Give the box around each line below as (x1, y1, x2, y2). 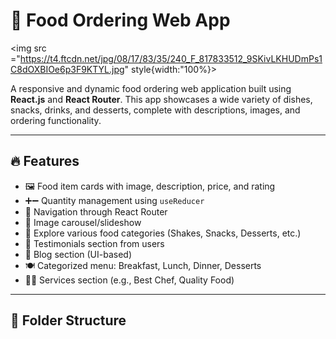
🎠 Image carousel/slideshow (24, 216, 142, 228)
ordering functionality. (10, 114, 102, 126)
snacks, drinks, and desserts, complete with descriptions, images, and (10, 104, 301, 116)
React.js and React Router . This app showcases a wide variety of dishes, (10, 93, 313, 105)
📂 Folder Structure (10, 312, 127, 329)
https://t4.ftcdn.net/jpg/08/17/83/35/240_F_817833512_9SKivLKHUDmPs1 (19, 52, 323, 64)
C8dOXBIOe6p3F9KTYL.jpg (10, 63, 125, 75)
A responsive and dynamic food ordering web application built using (10, 82, 292, 94)
